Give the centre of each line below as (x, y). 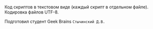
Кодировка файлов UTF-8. (32, 12)
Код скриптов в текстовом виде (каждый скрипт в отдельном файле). (76, 7)
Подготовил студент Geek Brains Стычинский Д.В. (55, 22)
